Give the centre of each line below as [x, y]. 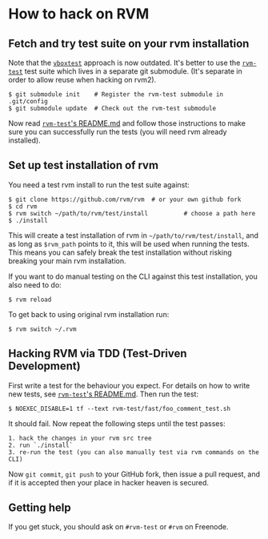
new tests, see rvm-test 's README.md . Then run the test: [103, 394]
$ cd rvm [23, 206]
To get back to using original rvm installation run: [89, 314]
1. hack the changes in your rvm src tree [80, 438]
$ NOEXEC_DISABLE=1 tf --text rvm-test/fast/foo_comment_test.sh [119, 408]
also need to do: [35, 284]
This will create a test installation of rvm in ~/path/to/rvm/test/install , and [133, 235]
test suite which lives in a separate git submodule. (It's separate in [133, 71]
